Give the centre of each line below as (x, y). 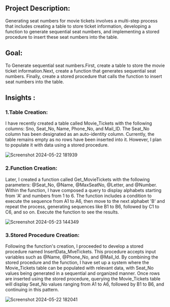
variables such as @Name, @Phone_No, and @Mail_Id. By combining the (82, 257)
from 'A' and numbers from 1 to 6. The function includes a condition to (78, 196)
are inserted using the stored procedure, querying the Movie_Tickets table (83, 278)
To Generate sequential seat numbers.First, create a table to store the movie (85, 65)
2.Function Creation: (31, 168)
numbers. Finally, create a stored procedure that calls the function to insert (84, 76)
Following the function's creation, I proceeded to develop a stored (74, 246)
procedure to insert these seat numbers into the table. (62, 37)
